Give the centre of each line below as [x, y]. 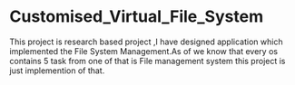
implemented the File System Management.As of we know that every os [144, 51]
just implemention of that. [57, 71]
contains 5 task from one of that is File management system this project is [147, 61]
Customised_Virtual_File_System [137, 17]
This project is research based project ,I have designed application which [146, 42]
